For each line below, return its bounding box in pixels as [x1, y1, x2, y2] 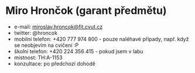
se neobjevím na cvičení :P [13, 42, 79, 49]
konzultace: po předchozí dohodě [13, 60, 96, 67]
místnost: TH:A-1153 [13, 54, 63, 61]
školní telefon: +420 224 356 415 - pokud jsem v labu [13, 48, 144, 54]
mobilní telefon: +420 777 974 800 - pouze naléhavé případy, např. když [13, 35, 189, 42]
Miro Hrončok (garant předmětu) [5, 4, 167, 17]
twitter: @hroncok [13, 29, 58, 36]
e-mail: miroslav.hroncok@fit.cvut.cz [13, 23, 103, 30]
